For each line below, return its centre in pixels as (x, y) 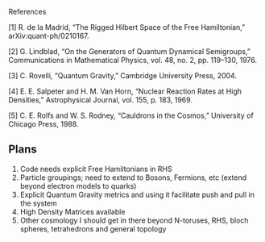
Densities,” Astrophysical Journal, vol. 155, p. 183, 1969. (101, 100)
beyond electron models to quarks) (78, 186)
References (27, 12)
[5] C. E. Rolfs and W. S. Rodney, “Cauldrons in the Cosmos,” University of (131, 115)
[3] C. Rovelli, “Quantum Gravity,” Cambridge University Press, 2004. (123, 75)
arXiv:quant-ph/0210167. (49, 36)
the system (39, 203)
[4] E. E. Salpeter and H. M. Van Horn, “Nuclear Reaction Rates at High (125, 91)
